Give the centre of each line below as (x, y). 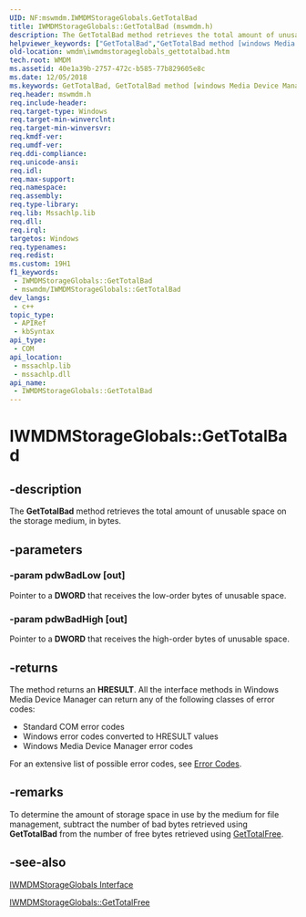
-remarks (36, 792)
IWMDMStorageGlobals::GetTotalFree (80, 902)
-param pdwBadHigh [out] (69, 619)
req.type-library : (44, 205)
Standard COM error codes (73, 726)
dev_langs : (30, 297)
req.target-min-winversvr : (61, 129)
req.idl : (26, 171)
